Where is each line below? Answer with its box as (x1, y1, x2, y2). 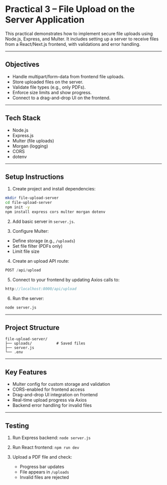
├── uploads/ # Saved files (5, 341, 85, 346)
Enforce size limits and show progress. (12, 89, 92, 95)
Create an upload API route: (12, 258, 70, 264)
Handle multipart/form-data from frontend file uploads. (12, 73, 125, 79)
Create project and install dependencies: (12, 186, 96, 192)
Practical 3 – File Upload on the (5, 3, 135, 15)
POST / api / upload (5, 268, 41, 273)
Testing (5, 421, 29, 430)
